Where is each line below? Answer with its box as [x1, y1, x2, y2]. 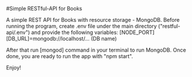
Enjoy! [6, 64, 22, 71]
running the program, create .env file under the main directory [6, 23, 157, 29]
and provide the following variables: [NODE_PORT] [31, 29, 155, 36]
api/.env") [6, 29, 31, 36]
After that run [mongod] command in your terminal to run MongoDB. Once [6, 46, 186, 53]
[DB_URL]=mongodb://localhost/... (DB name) [6, 35, 117, 42]
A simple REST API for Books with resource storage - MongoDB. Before [6, 16, 180, 23]
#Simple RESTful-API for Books [6, 5, 83, 12]
